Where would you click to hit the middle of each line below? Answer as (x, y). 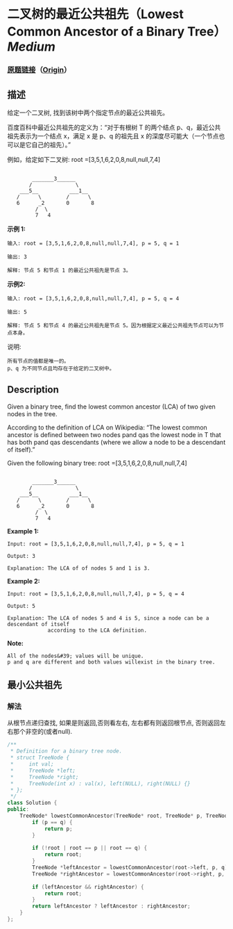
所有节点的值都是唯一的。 (38, 361)
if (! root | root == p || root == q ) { (90, 848)
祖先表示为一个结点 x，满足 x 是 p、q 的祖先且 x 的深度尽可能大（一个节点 (113, 135)
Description (33, 390)
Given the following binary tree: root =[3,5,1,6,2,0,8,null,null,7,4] (97, 463)
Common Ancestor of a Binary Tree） (117, 32)
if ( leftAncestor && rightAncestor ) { (88, 887)
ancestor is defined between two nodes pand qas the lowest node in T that (114, 434)
